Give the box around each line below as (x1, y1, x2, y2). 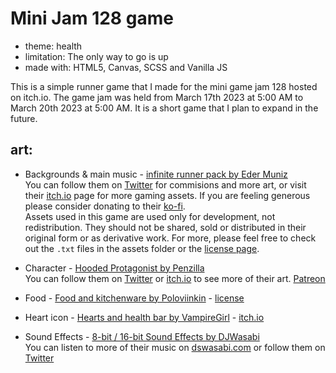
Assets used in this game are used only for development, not (24, 210, 276, 222)
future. (10, 112, 38, 124)
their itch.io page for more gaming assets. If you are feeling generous (24, 189, 311, 201)
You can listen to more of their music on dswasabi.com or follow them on (24, 341, 326, 353)
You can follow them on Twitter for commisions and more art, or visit (24, 178, 307, 191)
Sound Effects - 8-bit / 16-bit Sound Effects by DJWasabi (24, 330, 260, 342)
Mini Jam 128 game (10, 7, 174, 30)
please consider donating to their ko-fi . (24, 200, 186, 212)
